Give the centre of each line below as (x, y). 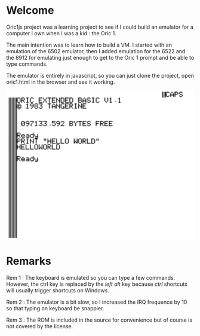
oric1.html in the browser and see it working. (61, 82)
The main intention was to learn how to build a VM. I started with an (89, 45)
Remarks (29, 261)
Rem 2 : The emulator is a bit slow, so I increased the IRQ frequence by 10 (97, 302)
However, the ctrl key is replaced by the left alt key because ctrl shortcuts (97, 284)
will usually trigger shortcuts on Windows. (58, 291)
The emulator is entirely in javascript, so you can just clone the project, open (100, 75)
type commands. (27, 64)
